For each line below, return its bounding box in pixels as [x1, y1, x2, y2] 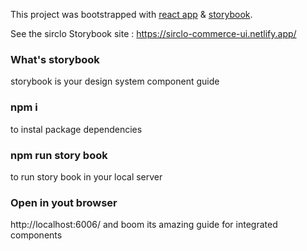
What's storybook [10, 52, 100, 66]
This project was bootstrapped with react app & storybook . [10, 9, 253, 20]
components [10, 229, 63, 241]
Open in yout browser [10, 195, 118, 209]
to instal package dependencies [10, 123, 143, 135]
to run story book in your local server [10, 170, 163, 183]
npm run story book [10, 148, 108, 162]
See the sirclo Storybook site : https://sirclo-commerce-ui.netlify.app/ [10, 28, 297, 39]
